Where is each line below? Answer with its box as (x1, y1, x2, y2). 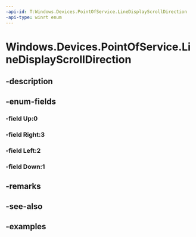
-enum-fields (5, 97, 56, 107)
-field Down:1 (5, 162, 45, 171)
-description (5, 76, 53, 87)
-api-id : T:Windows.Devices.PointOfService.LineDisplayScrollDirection (5, 8, 187, 15)
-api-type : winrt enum (5, 14, 62, 20)
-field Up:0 (5, 115, 38, 123)
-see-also (5, 201, 43, 211)
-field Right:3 (5, 131, 45, 139)
